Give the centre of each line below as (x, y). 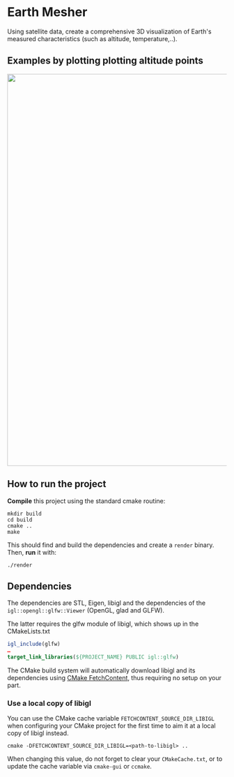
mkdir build (24, 514)
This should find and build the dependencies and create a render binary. (111, 545)
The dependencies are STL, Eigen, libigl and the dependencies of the (107, 603)
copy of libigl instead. (38, 733)
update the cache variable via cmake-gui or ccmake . (79, 767)
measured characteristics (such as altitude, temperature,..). (92, 38)
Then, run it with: (32, 552)
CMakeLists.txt (29, 631)
